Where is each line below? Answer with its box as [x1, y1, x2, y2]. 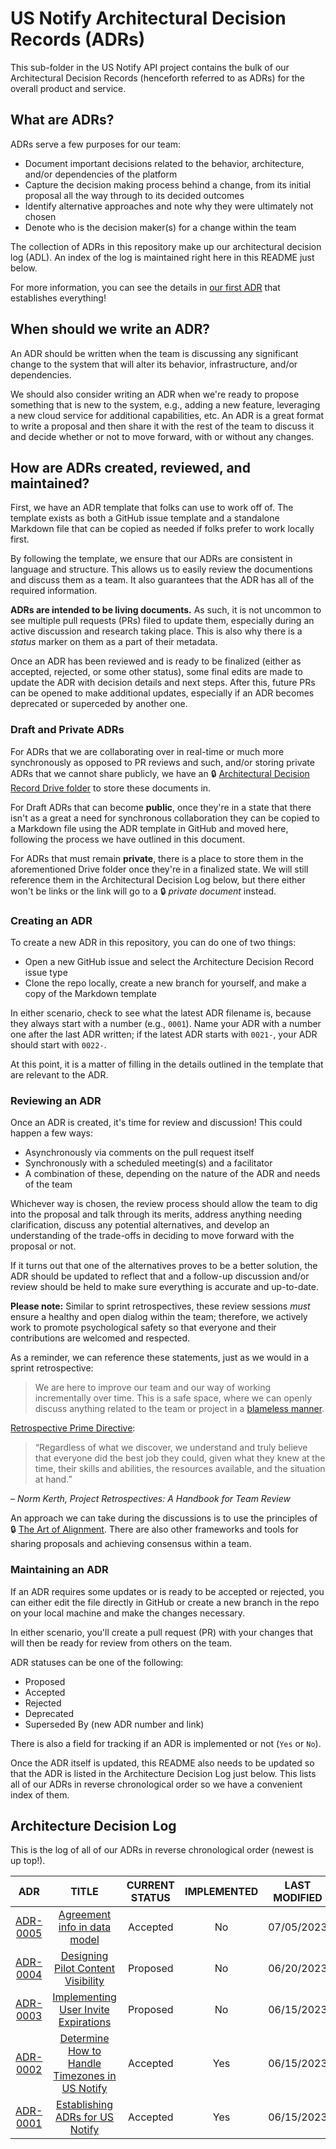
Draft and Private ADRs [10, 723, 125, 737]
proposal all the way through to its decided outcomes [24, 189, 245, 201]
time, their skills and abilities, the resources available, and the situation [34, 1463, 326, 1475]
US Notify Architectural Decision [10, 7, 287, 30]
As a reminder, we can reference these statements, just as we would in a [10, 1352, 310, 1364]
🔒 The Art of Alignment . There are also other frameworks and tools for [10, 1523, 299, 1536]
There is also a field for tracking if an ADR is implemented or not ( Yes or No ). [10, 1737, 322, 1749]
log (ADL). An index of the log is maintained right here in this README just [10, 251, 315, 263]
